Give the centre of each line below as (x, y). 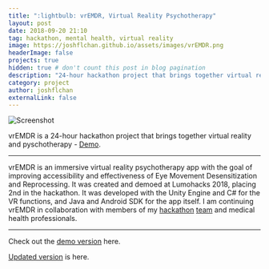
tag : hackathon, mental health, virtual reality (91, 38)
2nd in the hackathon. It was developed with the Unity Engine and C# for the (134, 193)
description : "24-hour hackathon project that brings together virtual (130, 75)
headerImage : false (41, 53)
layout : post (30, 23)
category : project (39, 82)
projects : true (34, 61)
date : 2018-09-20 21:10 (48, 30)
